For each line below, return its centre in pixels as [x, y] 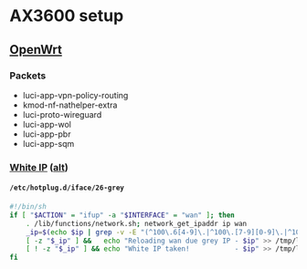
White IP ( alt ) [39, 167]
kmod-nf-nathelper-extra [70, 105]
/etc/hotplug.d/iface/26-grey [67, 188]
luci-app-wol [47, 124]
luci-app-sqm [48, 143]
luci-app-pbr [47, 134]
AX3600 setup [67, 16]
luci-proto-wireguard [62, 114]
